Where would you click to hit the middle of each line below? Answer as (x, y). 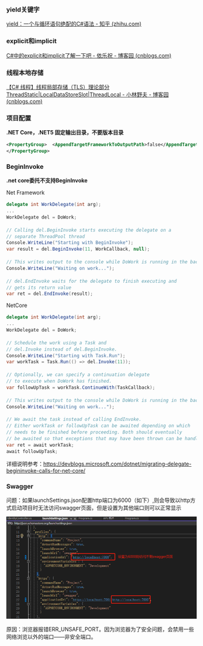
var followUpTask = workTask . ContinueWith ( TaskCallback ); (81, 387)
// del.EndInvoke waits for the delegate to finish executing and (92, 281)
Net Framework (26, 193)
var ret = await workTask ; (40, 445)
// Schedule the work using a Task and (56, 343)
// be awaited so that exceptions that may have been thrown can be (94, 438)
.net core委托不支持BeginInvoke (47, 180)
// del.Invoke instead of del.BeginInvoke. (62, 349)
